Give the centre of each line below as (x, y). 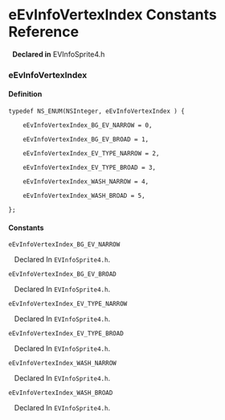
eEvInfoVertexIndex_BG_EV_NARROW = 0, (88, 126)
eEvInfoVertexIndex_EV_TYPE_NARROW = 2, (91, 154)
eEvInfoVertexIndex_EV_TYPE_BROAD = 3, (90, 168)
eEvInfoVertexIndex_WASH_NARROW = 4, (86, 182)
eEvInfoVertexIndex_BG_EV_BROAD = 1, (86, 140)
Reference (43, 32)
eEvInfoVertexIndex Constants (112, 15)
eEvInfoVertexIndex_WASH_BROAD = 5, (84, 196)
